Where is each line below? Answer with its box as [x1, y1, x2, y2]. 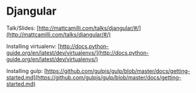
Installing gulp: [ [6, 67, 47, 74]
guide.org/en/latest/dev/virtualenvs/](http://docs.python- [6, 49, 149, 56]
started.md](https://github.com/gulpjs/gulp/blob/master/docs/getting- [6, 74, 182, 81]
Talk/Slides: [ [6, 24, 39, 32]
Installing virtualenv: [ [6, 43, 60, 50]
